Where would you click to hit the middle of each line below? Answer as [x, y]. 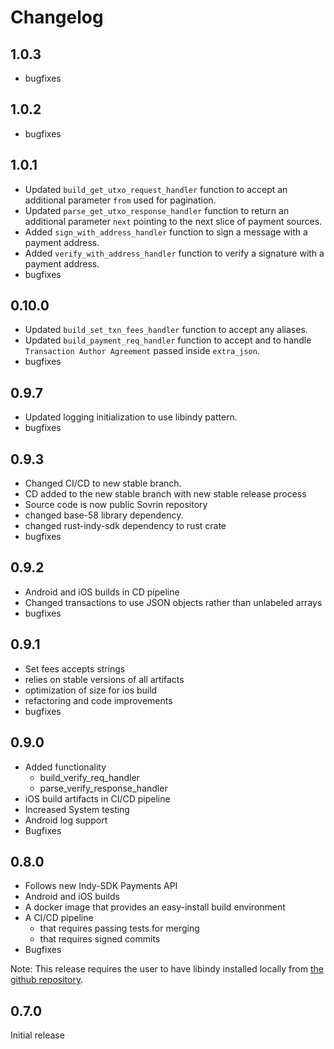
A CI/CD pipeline [59, 918]
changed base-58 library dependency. [104, 515]
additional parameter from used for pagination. [120, 200]
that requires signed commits [100, 939]
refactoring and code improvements [98, 700]
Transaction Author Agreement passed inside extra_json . [142, 351]
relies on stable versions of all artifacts [104, 679]
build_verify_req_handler [89, 777]
